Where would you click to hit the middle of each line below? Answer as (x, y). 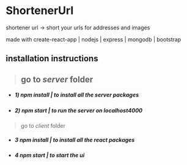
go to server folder (57, 79)
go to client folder (43, 126)
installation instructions (52, 59)
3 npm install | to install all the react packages (75, 140)
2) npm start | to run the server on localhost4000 (79, 110)
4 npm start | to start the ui (50, 155)
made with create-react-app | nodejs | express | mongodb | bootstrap (94, 39)
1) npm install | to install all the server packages (76, 95)
